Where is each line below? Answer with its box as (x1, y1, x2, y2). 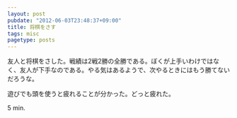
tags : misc (7, 30, 40, 37)
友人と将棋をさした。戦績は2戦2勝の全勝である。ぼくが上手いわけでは (7, 57, 214, 66)
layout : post (7, 10, 46, 18)
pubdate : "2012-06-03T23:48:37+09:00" (7, 17, 122, 24)
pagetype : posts (7, 37, 55, 44)
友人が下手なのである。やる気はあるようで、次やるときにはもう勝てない (19, 66, 230, 74)
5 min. (7, 104, 26, 112)
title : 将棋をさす (7, 23, 57, 30)
